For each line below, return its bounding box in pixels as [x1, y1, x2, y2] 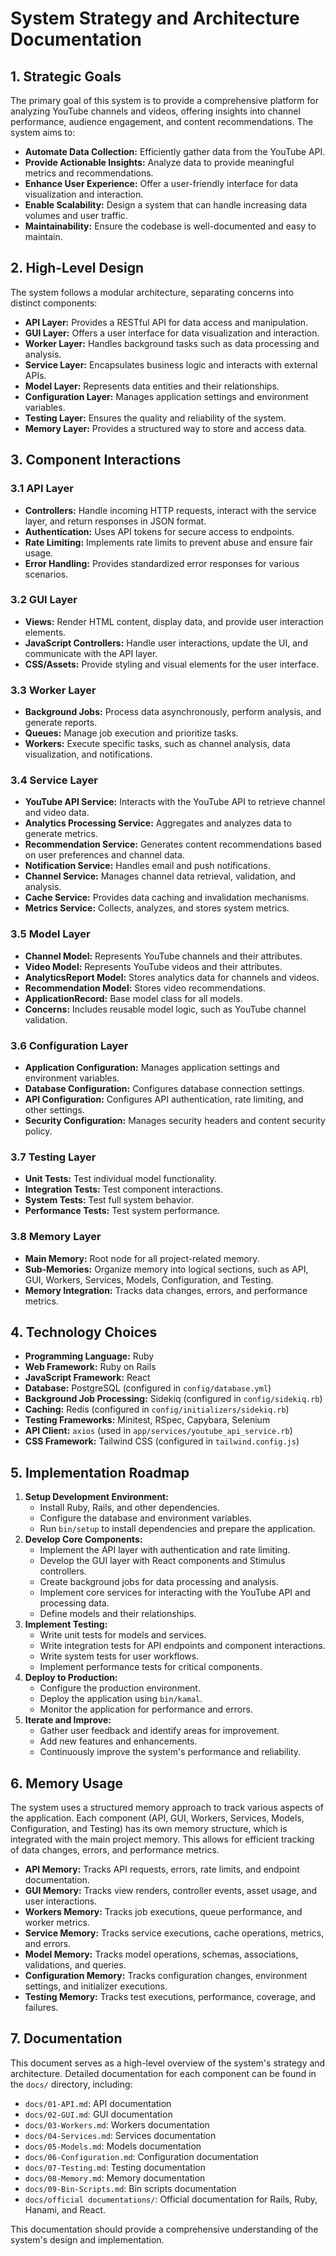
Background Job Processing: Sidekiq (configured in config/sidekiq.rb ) [24, 1393, 323, 1405]
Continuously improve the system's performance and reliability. [39, 1746, 302, 1758]
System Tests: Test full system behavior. [24, 1194, 194, 1206]
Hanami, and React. [24, 2203, 107, 2216]
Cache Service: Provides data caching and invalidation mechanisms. [24, 892, 310, 904]
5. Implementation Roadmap [10, 1464, 190, 1481]
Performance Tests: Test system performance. [24, 1205, 221, 1217]
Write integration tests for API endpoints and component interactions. [39, 1640, 326, 1652]
